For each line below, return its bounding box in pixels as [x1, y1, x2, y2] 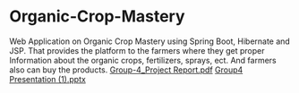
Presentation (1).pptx [9, 73, 87, 84]
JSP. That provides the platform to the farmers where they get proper [9, 45, 265, 55]
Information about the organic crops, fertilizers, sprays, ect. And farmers [9, 55, 277, 65]
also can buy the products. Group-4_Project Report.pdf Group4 [9, 64, 243, 75]
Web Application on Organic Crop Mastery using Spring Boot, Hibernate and [9, 36, 291, 46]
